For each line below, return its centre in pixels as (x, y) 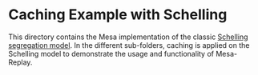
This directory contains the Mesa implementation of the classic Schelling (128, 37)
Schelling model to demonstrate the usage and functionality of (111, 53)
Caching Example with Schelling (118, 15)
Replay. (20, 62)
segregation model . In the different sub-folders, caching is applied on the (129, 45)
